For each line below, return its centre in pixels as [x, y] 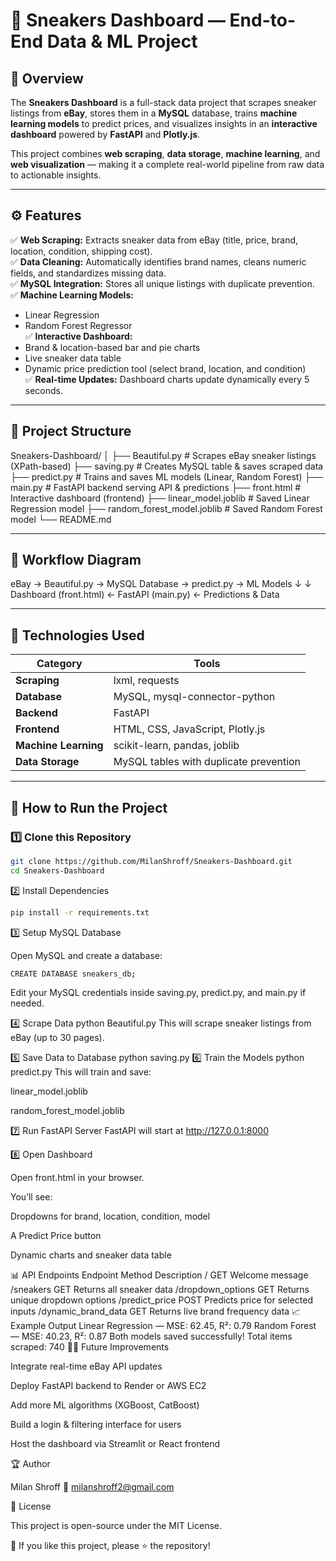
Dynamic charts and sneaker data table [91, 1255]
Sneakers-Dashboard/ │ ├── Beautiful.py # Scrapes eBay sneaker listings [163, 455]
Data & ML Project [122, 41]
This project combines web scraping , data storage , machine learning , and [165, 153]
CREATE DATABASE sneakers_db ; [73, 974]
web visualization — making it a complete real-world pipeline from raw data [167, 164]
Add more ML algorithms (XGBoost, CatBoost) [105, 1405]
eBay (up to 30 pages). [57, 1038]
